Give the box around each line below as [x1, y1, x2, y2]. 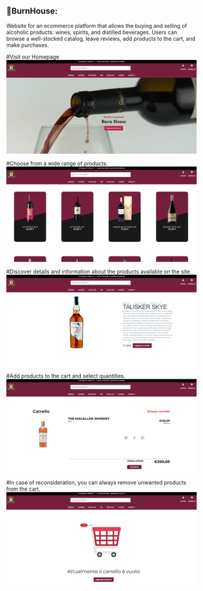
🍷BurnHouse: [6, 6, 58, 16]
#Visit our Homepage [6, 53, 59, 60]
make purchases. [6, 41, 50, 48]
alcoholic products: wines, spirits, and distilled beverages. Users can [6, 28, 177, 36]
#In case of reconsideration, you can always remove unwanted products [6, 479, 187, 486]
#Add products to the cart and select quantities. [6, 373, 126, 380]
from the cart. [6, 485, 40, 493]
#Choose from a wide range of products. [6, 160, 108, 167]
